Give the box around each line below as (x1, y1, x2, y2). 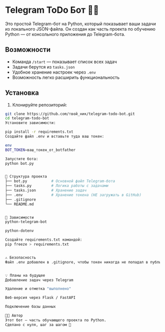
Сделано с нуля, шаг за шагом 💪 (5, 322, 71, 327)
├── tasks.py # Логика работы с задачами (5, 184, 109, 188)
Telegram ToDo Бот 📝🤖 (5, 4, 99, 16)
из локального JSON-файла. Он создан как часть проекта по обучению (5, 26, 156, 32)
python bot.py (5, 161, 34, 166)
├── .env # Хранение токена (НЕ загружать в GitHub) (5, 192, 141, 197)
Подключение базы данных (5, 304, 56, 309)
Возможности (5, 45, 51, 54)
